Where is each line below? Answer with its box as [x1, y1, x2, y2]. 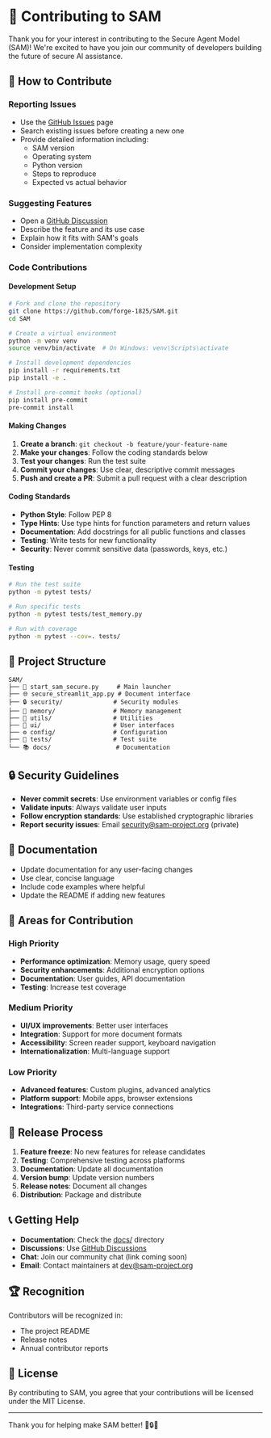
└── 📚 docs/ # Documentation [8, 743, 171, 752]
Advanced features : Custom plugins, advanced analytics [19, 1085, 211, 1095]
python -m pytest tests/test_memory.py [8, 610, 143, 618]
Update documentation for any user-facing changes [19, 864, 194, 874]
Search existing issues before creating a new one [19, 125, 185, 136]
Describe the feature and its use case [19, 224, 145, 233]
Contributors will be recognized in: [8, 1310, 123, 1320]
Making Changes [8, 421, 67, 431]
